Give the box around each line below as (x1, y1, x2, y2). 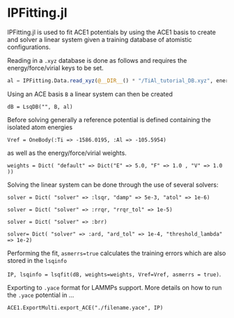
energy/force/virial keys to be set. (7, 63, 104, 72)
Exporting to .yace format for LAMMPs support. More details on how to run (7, 283, 222, 291)
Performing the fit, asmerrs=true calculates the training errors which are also (7, 249, 226, 257)
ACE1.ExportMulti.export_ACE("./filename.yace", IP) (7, 304, 164, 311)
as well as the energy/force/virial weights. (7, 149, 127, 157)
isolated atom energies (7, 123, 73, 131)
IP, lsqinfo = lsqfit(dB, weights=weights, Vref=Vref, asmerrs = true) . (7, 270, 221, 278)
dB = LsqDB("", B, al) (7, 103, 73, 110)
